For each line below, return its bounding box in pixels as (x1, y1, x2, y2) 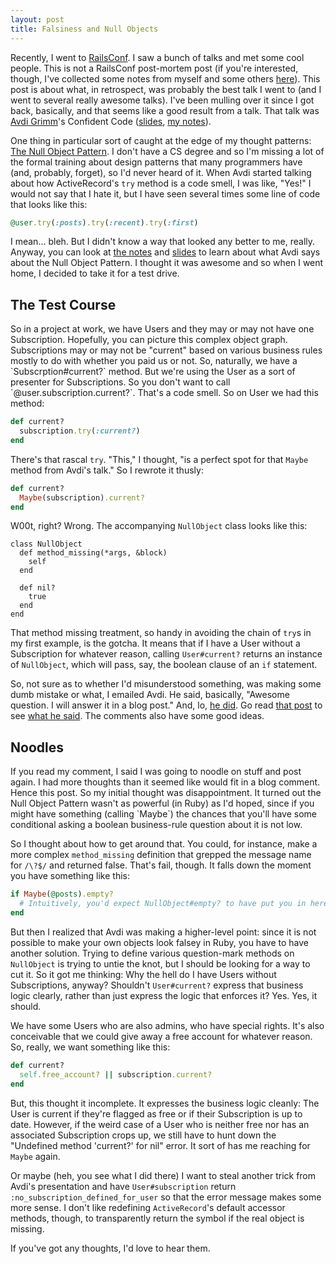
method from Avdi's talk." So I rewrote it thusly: (10, 464, 204, 476)
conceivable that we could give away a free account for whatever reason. (10, 1030, 313, 1042)
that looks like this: (10, 198, 88, 210)
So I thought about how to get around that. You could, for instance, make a (10, 838, 318, 850)
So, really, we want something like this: (10, 1041, 171, 1053)
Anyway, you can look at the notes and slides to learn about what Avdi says (10, 246, 321, 258)
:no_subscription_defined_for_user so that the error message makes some (10, 1191, 322, 1203)
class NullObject (10, 539, 83, 550)
